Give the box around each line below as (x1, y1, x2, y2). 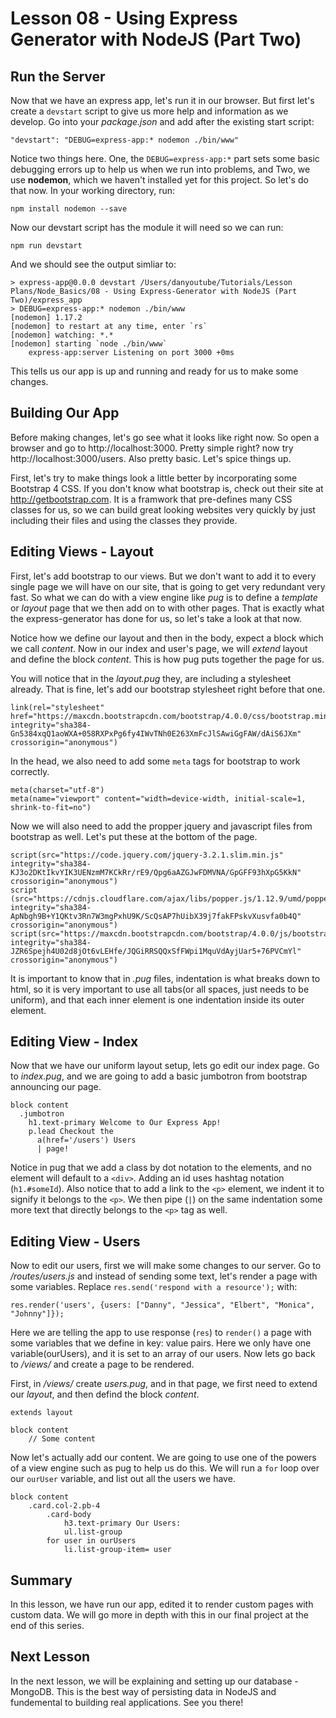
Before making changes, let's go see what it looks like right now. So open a (10, 431, 320, 443)
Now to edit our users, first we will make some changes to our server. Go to (10, 1260, 322, 1272)
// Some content (28, 1434, 97, 1444)
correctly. (10, 765, 50, 777)
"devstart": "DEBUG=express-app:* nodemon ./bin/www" (10, 135, 240, 145)
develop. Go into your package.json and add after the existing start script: (10, 116, 315, 127)
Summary (10, 1572, 73, 1589)
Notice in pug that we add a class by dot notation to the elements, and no (10, 1162, 312, 1174)
